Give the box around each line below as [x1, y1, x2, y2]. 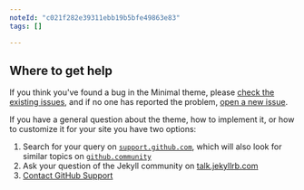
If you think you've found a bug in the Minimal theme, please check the [9, 87, 275, 98]
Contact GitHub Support [22, 170, 113, 181]
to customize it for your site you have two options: [9, 124, 197, 135]
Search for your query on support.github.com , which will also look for [22, 141, 282, 152]
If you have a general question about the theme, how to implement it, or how [9, 114, 295, 125]
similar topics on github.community [22, 151, 152, 162]
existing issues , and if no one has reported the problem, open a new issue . [9, 97, 289, 108]
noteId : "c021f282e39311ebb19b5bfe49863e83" [9, 13, 181, 23]
